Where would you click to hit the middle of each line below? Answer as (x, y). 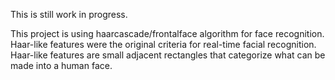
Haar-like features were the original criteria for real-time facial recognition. (163, 44)
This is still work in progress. (69, 14)
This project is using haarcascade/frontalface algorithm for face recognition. (167, 33)
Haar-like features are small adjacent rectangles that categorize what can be (168, 55)
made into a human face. (61, 65)
